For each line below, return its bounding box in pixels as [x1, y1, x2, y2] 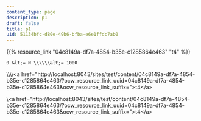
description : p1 [6, 15, 48, 21]
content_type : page [6, 9, 56, 15]
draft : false [6, 20, 40, 26]
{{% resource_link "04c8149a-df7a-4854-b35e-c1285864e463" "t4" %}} [6, 48, 191, 55]
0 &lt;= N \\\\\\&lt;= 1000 [6, 60, 78, 66]
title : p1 [6, 26, 32, 32]
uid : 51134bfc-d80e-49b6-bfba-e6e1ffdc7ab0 [6, 32, 119, 38]
